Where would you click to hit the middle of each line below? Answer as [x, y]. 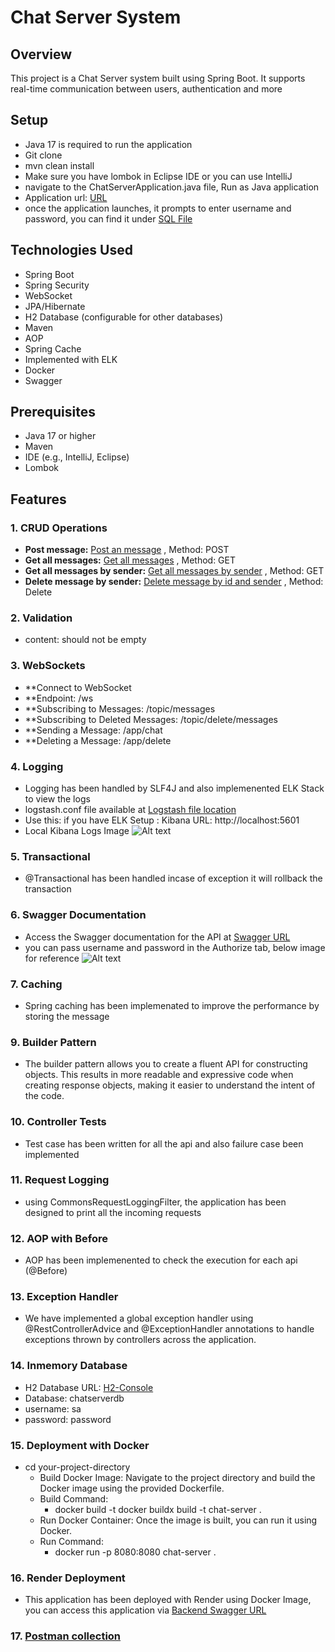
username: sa [53, 1408]
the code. [44, 1096]
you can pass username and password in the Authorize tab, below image [175, 947]
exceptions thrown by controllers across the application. [140, 1340]
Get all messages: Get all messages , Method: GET [130, 560]
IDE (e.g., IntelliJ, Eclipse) [77, 457]
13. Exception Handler [64, 1297]
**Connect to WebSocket [78, 687]
